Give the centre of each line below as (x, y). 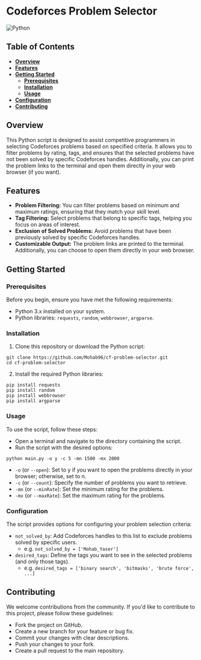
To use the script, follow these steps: (52, 429)
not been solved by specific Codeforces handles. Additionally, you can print (100, 159)
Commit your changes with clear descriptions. (72, 638)
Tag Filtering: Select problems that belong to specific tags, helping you (104, 218)
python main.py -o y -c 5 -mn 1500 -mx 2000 (63, 458)
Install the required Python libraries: (59, 374)
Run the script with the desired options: (64, 447)
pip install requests (33, 385)
